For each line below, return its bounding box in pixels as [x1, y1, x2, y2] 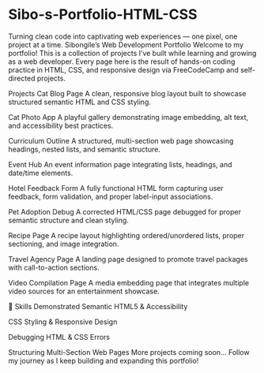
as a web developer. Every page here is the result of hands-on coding [8, 57, 236, 66]
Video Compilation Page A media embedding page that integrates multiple [8, 278, 250, 287]
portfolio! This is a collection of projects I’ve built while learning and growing [8, 48, 257, 58]
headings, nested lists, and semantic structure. [8, 144, 160, 154]
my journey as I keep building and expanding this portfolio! [8, 356, 199, 365]
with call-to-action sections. [8, 263, 100, 272]
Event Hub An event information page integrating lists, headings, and [8, 159, 232, 169]
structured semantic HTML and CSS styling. [8, 97, 152, 106]
